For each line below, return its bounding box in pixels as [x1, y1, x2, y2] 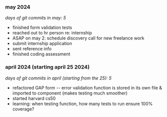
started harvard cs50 [12, 95, 56, 101]
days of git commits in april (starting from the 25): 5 [5, 75, 112, 81]
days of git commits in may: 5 [5, 15, 66, 21]
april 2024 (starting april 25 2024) [5, 63, 90, 70]
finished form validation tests [12, 24, 72, 30]
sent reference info [12, 46, 52, 52]
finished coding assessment [12, 51, 71, 57]
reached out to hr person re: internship [12, 30, 92, 36]
